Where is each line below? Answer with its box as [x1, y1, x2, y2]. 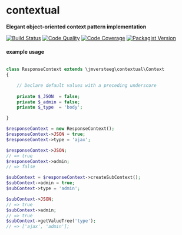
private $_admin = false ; [16, 99, 81, 105]
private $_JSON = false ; [16, 93, 81, 99]
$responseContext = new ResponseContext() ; [6, 126, 115, 132]
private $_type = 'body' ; [16, 105, 83, 110]
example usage [6, 48, 45, 55]
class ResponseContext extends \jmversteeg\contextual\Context [6, 66, 165, 73]
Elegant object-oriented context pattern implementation [6, 23, 147, 30]
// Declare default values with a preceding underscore [16, 82, 157, 89]
